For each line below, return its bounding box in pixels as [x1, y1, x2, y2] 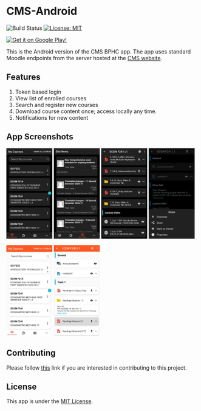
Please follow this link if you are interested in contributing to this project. [6, 364, 187, 371]
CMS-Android [6, 4, 78, 18]
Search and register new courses [15, 101, 98, 108]
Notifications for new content [15, 114, 89, 121]
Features [6, 72, 41, 83]
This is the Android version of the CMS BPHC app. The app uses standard [6, 47, 191, 55]
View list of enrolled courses [15, 94, 87, 102]
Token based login [15, 88, 62, 95]
